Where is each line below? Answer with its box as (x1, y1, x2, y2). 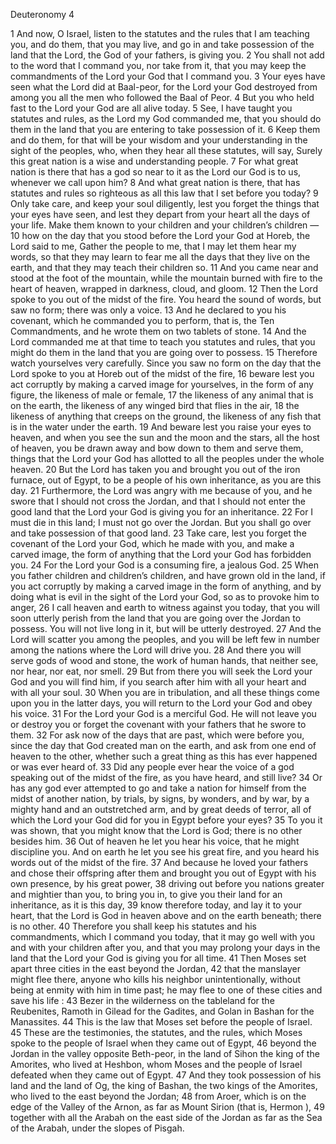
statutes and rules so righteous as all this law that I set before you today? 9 (10, 187, 319, 199)
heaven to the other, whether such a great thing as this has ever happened (10, 750, 318, 762)
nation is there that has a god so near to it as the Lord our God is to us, (10, 166, 302, 178)
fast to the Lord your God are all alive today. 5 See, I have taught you (10, 102, 293, 114)
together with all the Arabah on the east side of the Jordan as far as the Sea (10, 1112, 323, 1123)
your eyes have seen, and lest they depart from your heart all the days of (10, 209, 311, 220)
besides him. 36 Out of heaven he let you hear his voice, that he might (10, 835, 300, 847)
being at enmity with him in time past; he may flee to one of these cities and (10, 984, 323, 996)
